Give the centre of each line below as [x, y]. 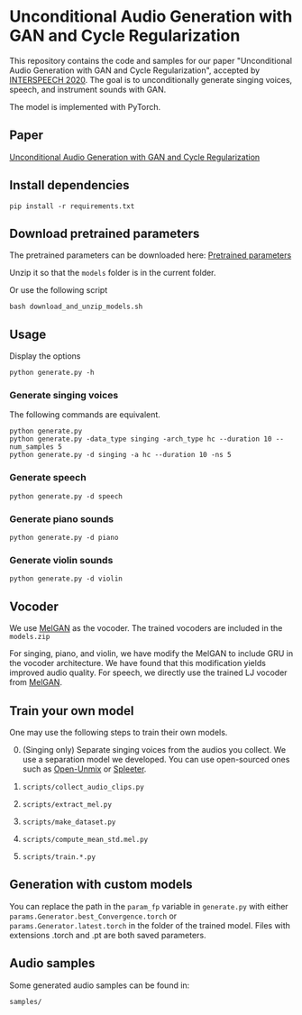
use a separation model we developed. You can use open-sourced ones [156, 759]
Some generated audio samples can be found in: [100, 985]
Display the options [45, 356]
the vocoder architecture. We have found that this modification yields [137, 663]
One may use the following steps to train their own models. [119, 732]
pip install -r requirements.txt [72, 206]
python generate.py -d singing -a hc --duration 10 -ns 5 [120, 455]
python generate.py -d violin [66, 579]
